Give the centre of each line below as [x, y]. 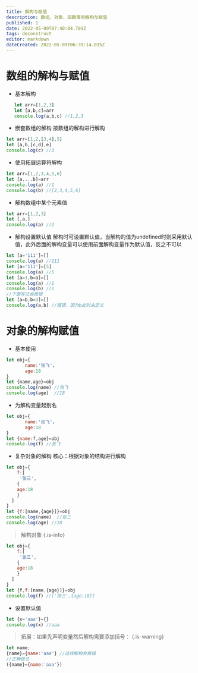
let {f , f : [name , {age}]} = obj [41, 590]
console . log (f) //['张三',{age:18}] [51, 596]
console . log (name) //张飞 [37, 388]
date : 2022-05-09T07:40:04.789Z [46, 28]
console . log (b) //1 [30, 289]
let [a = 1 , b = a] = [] [28, 278]
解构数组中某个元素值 [41, 202]
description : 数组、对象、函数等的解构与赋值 [57, 17]
